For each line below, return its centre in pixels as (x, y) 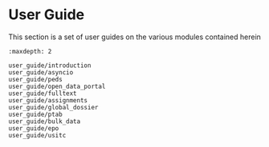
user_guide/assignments (48, 100)
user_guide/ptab (35, 114)
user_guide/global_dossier (53, 107)
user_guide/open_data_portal (57, 86)
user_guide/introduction (50, 66)
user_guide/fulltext (43, 93)
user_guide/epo (34, 128)
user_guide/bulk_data (45, 121)
